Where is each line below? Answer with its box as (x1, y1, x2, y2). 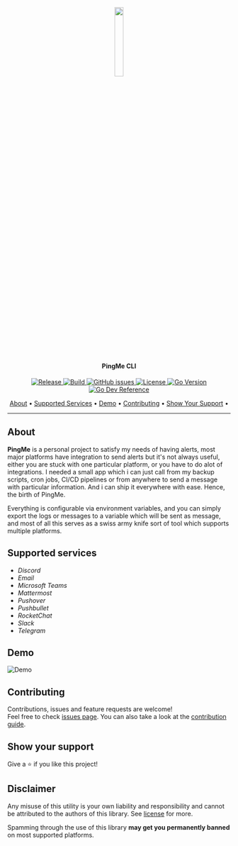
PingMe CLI (101, 362, 137, 370)
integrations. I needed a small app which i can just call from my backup (7, 467, 215, 476)
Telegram (17, 626, 46, 635)
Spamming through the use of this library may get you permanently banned (7, 823, 230, 831)
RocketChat (17, 611, 52, 620)
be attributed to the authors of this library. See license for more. (7, 809, 193, 818)
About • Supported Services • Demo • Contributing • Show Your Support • (9, 399, 229, 407)
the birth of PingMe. (7, 490, 66, 499)
